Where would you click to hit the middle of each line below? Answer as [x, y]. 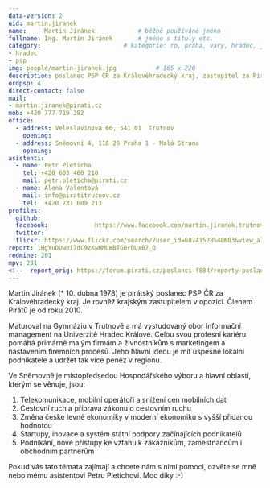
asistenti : [27, 158]
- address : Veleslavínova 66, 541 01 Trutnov [95, 128]
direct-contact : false [46, 91]
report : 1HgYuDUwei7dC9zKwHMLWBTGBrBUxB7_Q [82, 248]
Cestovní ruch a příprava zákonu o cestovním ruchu [105, 408]
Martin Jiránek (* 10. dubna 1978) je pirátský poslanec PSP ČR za [116, 293]
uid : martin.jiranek [43, 23]
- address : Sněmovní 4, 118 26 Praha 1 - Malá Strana [107, 143]
